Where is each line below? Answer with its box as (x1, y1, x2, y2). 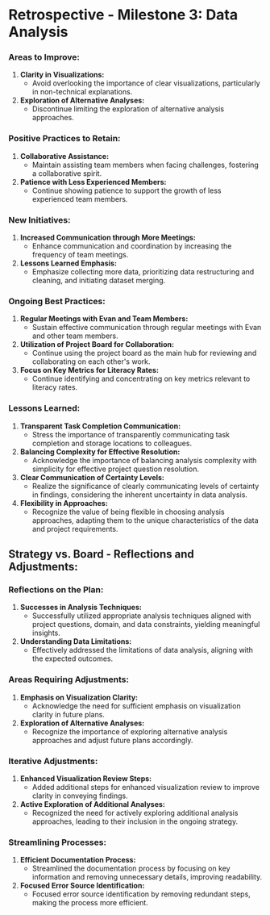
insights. (31, 628, 60, 638)
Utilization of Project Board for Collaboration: (19, 340, 175, 349)
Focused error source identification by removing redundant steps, (31, 889, 251, 899)
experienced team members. (31, 194, 128, 203)
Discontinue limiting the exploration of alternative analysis (31, 104, 224, 114)
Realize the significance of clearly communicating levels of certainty (31, 481, 260, 491)
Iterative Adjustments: (8, 755, 98, 767)
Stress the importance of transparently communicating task (31, 429, 230, 439)
